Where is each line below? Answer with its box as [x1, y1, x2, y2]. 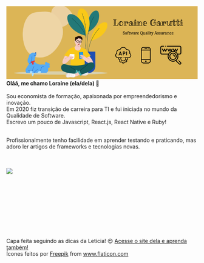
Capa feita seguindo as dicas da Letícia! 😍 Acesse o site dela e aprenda [6, 237, 187, 244]
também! [6, 244, 29, 251]
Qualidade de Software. [6, 112, 66, 119]
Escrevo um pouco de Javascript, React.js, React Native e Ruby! [6, 118, 167, 125]
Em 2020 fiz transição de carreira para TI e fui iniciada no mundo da [6, 105, 177, 113]
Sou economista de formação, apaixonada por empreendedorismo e [6, 92, 177, 99]
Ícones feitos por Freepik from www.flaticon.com [6, 250, 129, 257]
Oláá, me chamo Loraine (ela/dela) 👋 [6, 79, 100, 87]
